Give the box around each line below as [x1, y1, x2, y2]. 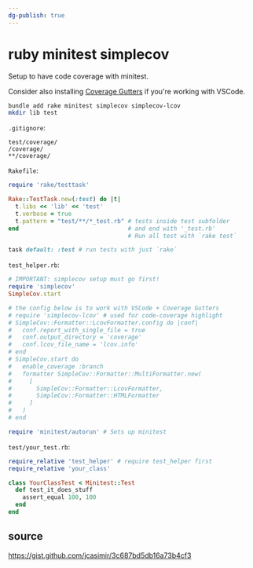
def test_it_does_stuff [15, 486, 93, 494]
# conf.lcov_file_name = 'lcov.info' [8, 341, 139, 349]
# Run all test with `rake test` [127, 232, 237, 240]
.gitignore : [8, 123, 46, 133]
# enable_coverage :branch [8, 362, 104, 370]
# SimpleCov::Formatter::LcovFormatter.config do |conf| [8, 319, 199, 327]
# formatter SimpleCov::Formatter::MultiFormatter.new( [8, 370, 202, 378]
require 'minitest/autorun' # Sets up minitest [8, 427, 167, 436]
